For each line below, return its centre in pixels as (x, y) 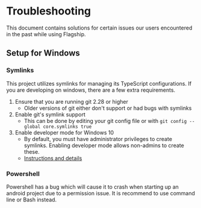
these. (32, 151)
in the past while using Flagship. (46, 34)
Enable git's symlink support (50, 114)
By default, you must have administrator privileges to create (98, 139)
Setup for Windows (43, 53)
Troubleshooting (49, 11)
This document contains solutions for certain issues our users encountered (99, 28)
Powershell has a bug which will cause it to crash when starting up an (93, 187)
